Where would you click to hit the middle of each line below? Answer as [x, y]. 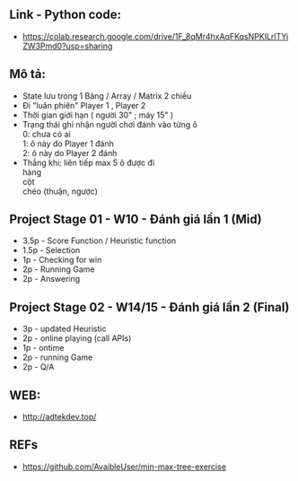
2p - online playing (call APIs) [77, 338]
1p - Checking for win [62, 260]
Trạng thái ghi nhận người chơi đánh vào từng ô [110, 124]
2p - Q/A [38, 367]
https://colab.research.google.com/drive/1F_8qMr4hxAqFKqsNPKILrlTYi [155, 36]
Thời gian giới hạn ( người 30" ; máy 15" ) [98, 115]
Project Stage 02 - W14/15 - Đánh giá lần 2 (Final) [149, 307]
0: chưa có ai [46, 134]
